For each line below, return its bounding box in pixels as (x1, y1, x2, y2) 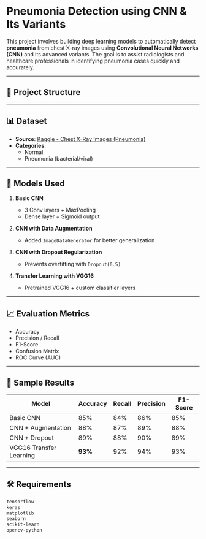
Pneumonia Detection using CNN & (6, 4, 187, 18)
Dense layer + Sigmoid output (24, 213, 100, 220)
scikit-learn (6, 521, 40, 528)
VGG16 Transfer (9, 443, 57, 452)
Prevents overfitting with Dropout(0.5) (24, 261, 121, 268)
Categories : (15, 142, 46, 149)
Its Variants (6, 17, 66, 31)
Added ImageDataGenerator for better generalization (24, 237, 155, 244)
